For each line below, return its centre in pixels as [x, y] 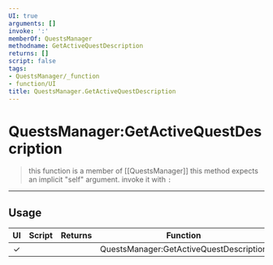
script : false [32, 62]
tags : [17, 69]
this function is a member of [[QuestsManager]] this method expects [143, 171]
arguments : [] [32, 24]
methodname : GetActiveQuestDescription [76, 46]
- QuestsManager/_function [54, 76]
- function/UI [32, 83]
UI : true [23, 16]
